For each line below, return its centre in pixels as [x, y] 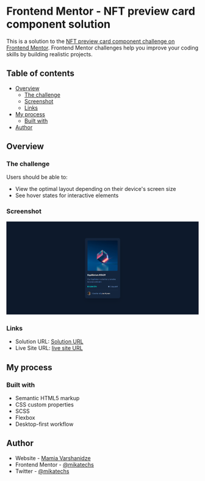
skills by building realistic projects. [49, 54]
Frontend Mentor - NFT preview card [101, 11]
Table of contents [40, 74]
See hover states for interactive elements [67, 196]
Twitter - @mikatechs [42, 471]
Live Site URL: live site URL [49, 348]
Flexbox [25, 418]
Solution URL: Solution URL [49, 341]
